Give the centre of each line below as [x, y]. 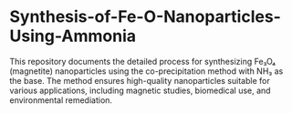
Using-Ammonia [73, 36]
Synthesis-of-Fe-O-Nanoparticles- [145, 17]
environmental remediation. [61, 100]
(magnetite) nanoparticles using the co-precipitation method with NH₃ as [146, 71]
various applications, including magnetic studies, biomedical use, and [140, 90]
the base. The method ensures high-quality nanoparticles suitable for [140, 80]
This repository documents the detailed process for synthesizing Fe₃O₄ [143, 61]
